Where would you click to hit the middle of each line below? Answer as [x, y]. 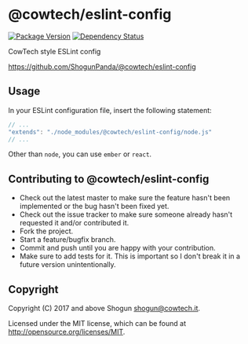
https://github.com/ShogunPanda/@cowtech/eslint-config [102, 66]
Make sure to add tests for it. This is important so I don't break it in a [130, 256]
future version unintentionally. [67, 265]
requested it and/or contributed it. [74, 223]
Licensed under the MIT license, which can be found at [97, 323]
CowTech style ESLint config [55, 51]
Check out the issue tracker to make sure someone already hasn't [126, 214]
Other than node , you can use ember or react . [80, 154]
